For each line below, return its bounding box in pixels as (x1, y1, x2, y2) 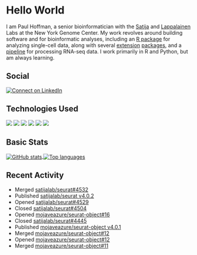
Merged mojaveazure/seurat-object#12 (14, 230, 110, 237)
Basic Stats (6, 137, 48, 147)
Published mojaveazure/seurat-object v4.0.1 (14, 223, 122, 230)
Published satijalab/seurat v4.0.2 (14, 192, 94, 199)
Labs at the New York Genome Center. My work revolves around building (6, 29, 183, 36)
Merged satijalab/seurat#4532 (14, 186, 89, 193)
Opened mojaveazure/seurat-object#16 (14, 211, 110, 218)
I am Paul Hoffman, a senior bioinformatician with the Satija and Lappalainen (6, 23, 191, 30)
